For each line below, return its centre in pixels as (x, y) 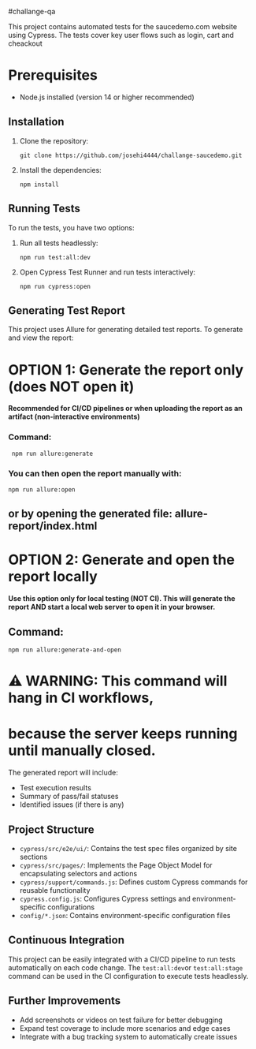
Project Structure (51, 829)
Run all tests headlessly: (59, 243)
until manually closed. (82, 750)
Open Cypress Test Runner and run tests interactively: (107, 272)
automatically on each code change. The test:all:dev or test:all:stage (126, 967)
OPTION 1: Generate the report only (126, 370)
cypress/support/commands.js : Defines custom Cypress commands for (134, 882)
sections (33, 857)
